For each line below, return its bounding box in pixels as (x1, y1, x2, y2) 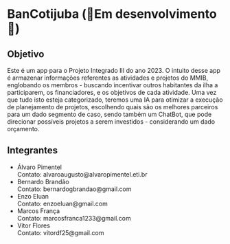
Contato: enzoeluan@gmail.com (16, 199, 108, 208)
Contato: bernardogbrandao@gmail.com (16, 185, 132, 193)
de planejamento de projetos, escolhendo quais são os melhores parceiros (7, 103, 218, 111)
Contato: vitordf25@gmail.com (16, 228, 104, 236)
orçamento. (7, 125, 40, 133)
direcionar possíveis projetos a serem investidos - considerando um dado (7, 118, 215, 126)
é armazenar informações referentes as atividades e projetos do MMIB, (7, 74, 209, 82)
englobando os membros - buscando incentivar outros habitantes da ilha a (7, 81, 218, 89)
